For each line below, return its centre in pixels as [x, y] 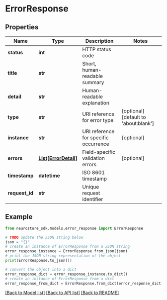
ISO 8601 [93, 172]
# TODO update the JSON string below [44, 237]
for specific [95, 138]
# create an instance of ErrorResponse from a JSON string [68, 247]
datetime [49, 176]
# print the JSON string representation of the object [63, 256]
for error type [98, 120]
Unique [90, 187]
